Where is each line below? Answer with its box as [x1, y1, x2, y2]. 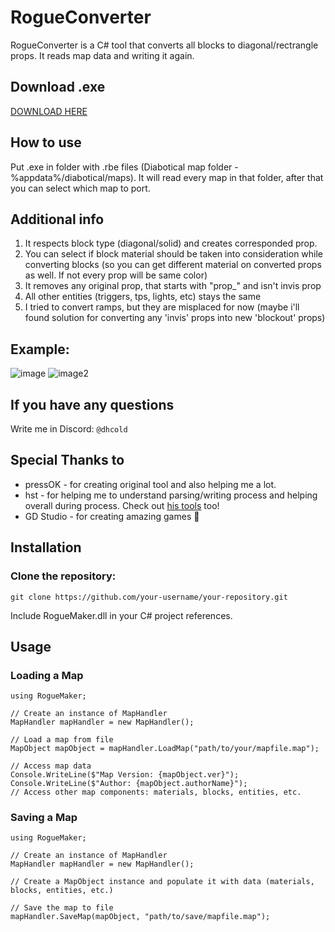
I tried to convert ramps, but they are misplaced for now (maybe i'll [24, 301, 300, 313]
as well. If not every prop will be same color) [24, 269, 208, 281]
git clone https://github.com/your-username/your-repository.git [10, 592, 288, 602]
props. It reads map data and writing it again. [10, 49, 195, 61]
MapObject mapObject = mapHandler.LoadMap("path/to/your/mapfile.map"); [10, 744, 320, 754]
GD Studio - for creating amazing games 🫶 [24, 510, 200, 522]
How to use [10, 134, 82, 151]
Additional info [10, 211, 105, 228]
